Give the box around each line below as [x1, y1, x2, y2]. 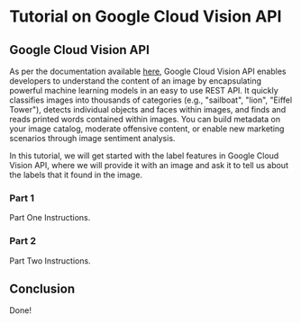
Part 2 [9, 235, 37, 247]
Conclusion [9, 281, 76, 296]
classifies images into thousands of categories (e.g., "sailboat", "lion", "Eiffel [9, 94, 293, 105]
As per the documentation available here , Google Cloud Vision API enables [9, 66, 287, 76]
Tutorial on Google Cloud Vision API [9, 6, 282, 27]
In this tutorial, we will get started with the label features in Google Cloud [9, 150, 279, 161]
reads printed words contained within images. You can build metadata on [9, 114, 281, 124]
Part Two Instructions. [9, 255, 92, 266]
